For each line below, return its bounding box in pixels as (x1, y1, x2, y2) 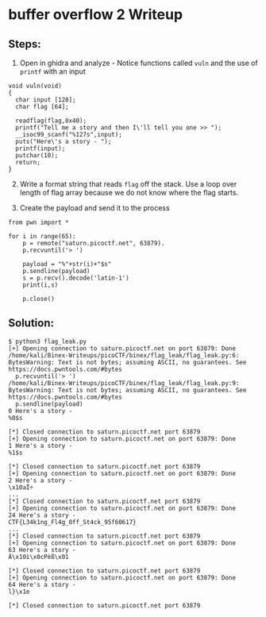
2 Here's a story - (8, 476, 73, 484)
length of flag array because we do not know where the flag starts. (19, 188, 239, 197)
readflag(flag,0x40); (15, 117, 87, 125)
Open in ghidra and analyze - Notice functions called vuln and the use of (19, 58, 258, 67)
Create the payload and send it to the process (19, 203, 170, 212)
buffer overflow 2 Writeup (8, 6, 183, 24)
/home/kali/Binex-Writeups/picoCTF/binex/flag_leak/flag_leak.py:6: (8, 351, 240, 359)
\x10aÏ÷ (8, 483, 34, 492)
